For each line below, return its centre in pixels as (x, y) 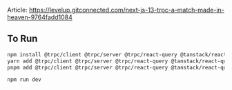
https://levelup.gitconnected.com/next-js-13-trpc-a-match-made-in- (126, 10)
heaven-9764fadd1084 (40, 17)
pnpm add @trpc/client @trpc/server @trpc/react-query (88, 67)
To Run (22, 39)
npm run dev (24, 80)
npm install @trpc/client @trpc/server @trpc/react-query (92, 54)
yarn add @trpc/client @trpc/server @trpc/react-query (88, 61)
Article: (17, 10)
